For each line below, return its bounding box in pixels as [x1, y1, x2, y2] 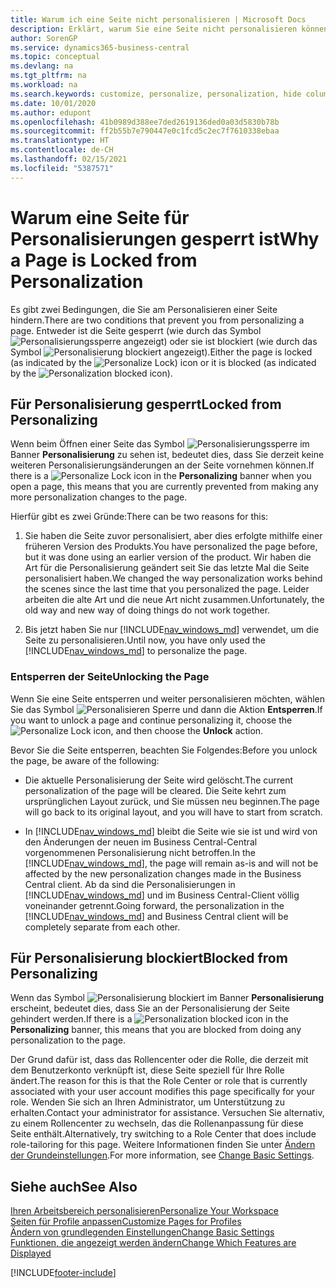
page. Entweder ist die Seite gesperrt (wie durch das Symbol [10, 324, 262, 336]
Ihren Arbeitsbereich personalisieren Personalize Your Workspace [10, 1205, 279, 1217]
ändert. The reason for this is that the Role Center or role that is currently [10, 1075, 308, 1087]
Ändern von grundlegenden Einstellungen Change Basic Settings [10, 1226, 275, 1238]
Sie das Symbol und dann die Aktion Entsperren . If [10, 703, 323, 715]
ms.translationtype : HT [10, 136, 110, 146]
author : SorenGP [10, 33, 78, 43]
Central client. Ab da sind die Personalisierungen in [24, 878, 236, 890]
